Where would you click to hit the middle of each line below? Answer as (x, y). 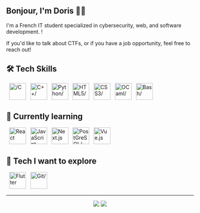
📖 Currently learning (45, 117)
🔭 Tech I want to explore (51, 161)
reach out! (19, 49)
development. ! (24, 32)
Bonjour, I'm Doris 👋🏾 (46, 11)
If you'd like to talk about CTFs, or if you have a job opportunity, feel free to (98, 43)
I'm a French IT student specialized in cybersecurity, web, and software (94, 25)
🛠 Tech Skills (32, 69)
